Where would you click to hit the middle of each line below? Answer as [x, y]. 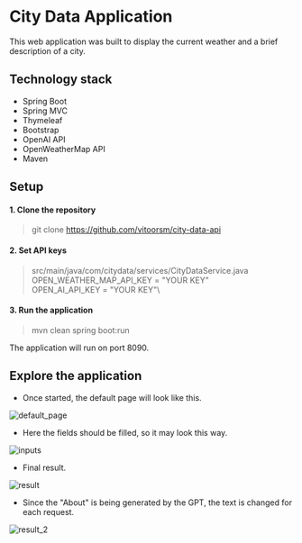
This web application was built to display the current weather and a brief [144, 41]
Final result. [44, 467]
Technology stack [61, 80]
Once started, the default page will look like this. [112, 397]
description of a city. [47, 50]
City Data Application [91, 17]
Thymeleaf [42, 120]
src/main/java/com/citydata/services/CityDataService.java [140, 270]
